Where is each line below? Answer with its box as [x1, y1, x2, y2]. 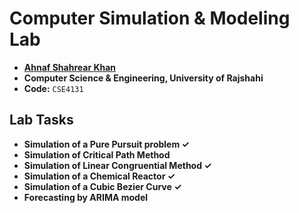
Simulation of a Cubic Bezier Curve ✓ [23, 180, 182, 192]
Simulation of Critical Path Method [23, 148, 171, 161]
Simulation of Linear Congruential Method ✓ [23, 159, 212, 171]
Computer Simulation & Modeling [9, 7, 291, 30]
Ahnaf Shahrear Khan [23, 61, 117, 73]
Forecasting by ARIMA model [23, 191, 149, 203]
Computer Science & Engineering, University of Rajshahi [23, 72, 264, 84]
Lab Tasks [9, 112, 74, 129]
